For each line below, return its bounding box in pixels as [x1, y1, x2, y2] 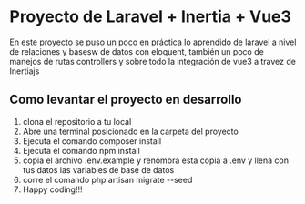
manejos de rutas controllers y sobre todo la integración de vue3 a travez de [9, 56, 296, 66]
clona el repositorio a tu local [22, 116, 132, 127]
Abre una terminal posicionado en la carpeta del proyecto [22, 126, 239, 137]
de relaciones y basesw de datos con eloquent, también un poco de [9, 46, 264, 56]
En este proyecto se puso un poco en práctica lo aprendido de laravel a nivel [9, 36, 297, 47]
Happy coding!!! [22, 184, 84, 195]
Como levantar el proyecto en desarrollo [9, 92, 242, 107]
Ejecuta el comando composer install [22, 135, 162, 147]
